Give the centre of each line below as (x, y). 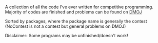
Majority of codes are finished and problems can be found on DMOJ (74, 12)
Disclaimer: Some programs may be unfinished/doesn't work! (67, 36)
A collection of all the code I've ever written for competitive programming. (79, 7)
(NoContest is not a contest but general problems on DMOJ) (66, 26)
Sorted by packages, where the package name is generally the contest (76, 21)
